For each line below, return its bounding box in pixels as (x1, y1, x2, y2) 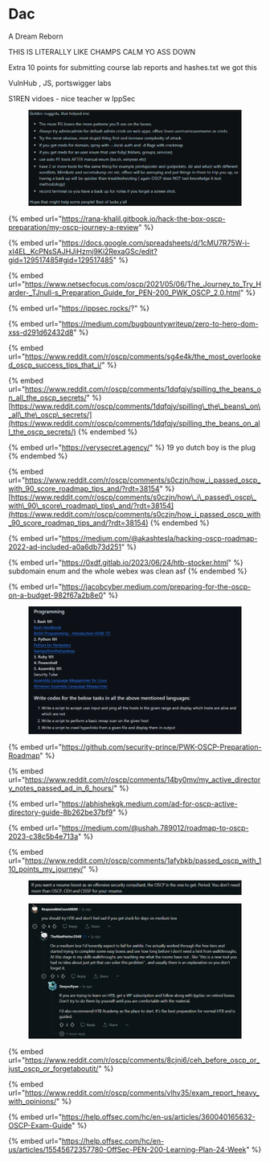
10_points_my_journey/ (8, 864, 84, 874)
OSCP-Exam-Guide (8, 1120, 72, 1130)
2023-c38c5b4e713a (8, 831, 79, 841)
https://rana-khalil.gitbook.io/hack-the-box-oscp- (61, 214, 227, 224)
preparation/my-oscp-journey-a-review (8, 223, 139, 232)
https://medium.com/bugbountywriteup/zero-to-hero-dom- (61, 319, 259, 329)
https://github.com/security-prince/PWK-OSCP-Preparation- (61, 742, 262, 752)
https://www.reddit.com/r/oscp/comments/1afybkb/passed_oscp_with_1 (24, 856, 262, 865)
